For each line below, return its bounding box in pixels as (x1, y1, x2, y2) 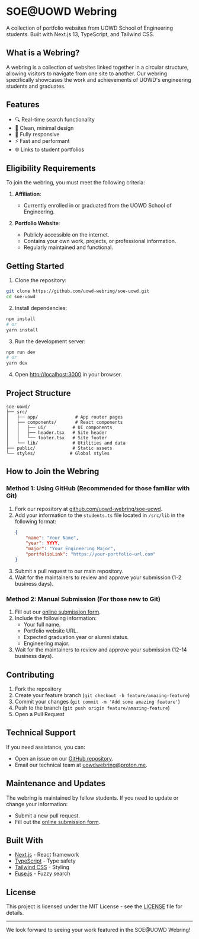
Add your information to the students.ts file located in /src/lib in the (14, 512, 185, 519)
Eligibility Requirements (6, 163, 96, 173)
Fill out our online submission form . (14, 608, 101, 615)
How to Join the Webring (6, 467, 99, 477)
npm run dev (6, 349, 36, 355)
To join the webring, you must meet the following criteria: (6, 179, 145, 186)
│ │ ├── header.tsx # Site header (6, 430, 108, 436)
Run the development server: (14, 337, 86, 345)
